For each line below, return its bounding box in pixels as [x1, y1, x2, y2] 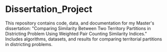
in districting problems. [5, 41, 52, 47]
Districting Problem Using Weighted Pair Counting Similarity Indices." [5, 30, 147, 36]
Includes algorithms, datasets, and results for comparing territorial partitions [5, 36, 162, 42]
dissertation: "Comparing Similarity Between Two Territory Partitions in [5, 25, 151, 31]
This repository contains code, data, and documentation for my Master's [5, 20, 154, 26]
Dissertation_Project [5, 3, 92, 15]
